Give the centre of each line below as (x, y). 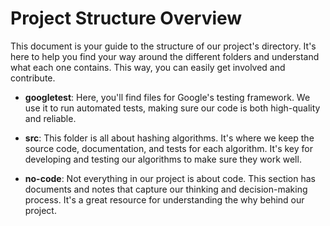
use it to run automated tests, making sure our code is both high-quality (172, 108)
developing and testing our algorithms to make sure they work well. (163, 159)
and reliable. (50, 118)
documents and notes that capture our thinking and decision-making (166, 189)
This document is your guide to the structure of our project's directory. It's (163, 46)
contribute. (33, 78)
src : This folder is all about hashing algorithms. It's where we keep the (169, 138)
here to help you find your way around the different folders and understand (165, 56)
